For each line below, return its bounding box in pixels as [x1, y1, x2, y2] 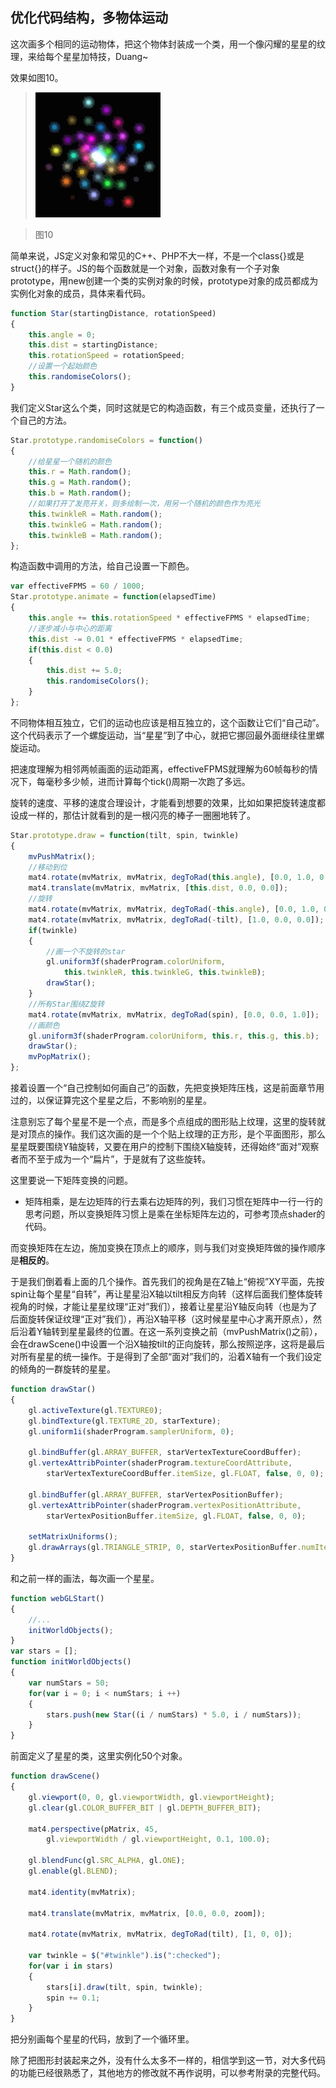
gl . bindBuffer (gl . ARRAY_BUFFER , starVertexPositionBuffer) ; [28, 1489, 284, 1500]
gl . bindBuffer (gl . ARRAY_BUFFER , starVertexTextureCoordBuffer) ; [28, 1448, 302, 1458]
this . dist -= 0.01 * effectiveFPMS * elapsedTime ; [28, 634, 244, 644]
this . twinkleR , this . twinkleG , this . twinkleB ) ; [63, 968, 267, 978]
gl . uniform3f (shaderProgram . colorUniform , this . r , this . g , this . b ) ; [28, 1031, 320, 1041]
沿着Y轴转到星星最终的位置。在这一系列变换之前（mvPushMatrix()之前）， [18, 1326, 323, 1338]
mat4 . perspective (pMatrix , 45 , [28, 1824, 159, 1834]
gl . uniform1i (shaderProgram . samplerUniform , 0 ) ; [28, 1426, 235, 1437]
